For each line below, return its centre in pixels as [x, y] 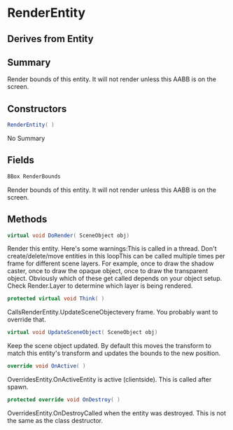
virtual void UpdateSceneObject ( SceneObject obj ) [83, 333]
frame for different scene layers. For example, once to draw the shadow [111, 263]
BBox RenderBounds [34, 176]
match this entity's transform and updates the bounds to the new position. [114, 353]
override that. [27, 319]
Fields [21, 160]
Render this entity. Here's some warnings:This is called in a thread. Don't [112, 249]
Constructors [37, 109]
